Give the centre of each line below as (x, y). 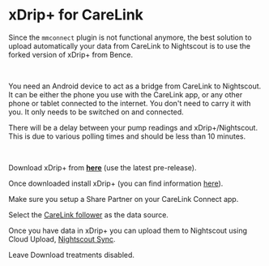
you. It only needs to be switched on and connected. (96, 112)
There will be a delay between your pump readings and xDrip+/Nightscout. (133, 127)
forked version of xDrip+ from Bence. (71, 54)
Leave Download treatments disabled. (72, 255)
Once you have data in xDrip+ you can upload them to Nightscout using (128, 230)
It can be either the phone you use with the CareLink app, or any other (126, 94)
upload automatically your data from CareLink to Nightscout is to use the (130, 45)
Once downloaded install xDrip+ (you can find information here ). (116, 183)
